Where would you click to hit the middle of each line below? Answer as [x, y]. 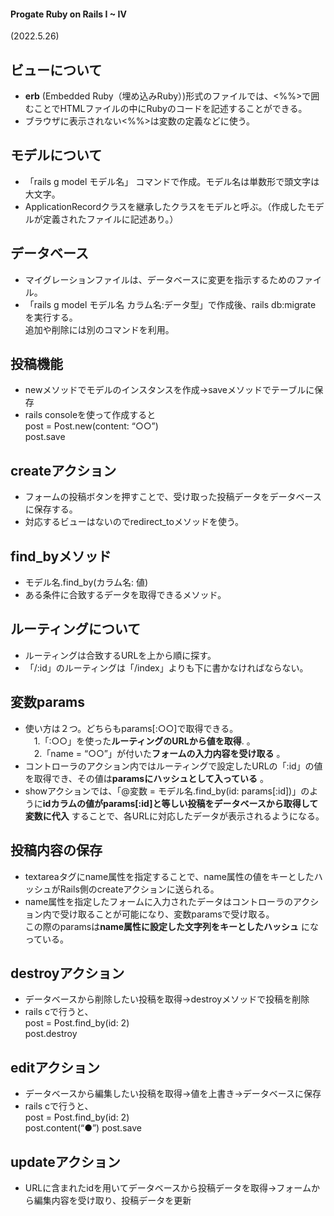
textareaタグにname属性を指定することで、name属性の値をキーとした [169, 876]
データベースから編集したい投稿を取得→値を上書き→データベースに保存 [173, 1094]
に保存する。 [51, 509]
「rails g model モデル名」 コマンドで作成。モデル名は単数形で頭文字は [172, 181]
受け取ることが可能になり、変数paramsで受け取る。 [167, 914]
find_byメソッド [61, 556]
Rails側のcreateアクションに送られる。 [139, 889]
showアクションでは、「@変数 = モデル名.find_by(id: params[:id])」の [167, 791]
